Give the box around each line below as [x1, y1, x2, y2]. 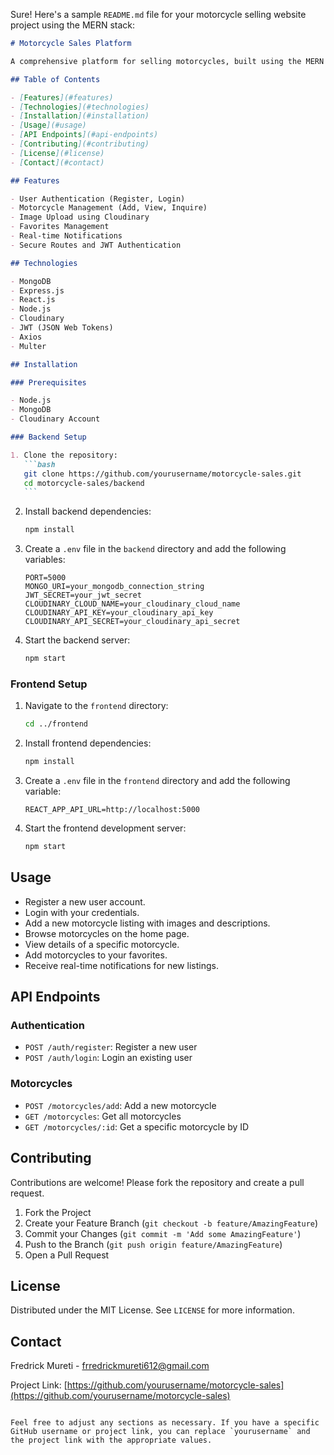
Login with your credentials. [24, 906, 140, 918]
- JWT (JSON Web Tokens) [10, 323, 114, 333]
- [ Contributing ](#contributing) [10, 139, 150, 149]
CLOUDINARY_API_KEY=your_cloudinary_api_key [24, 608, 214, 618]
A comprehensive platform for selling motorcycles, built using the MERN [10, 56, 325, 66]
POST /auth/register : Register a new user [24, 1041, 198, 1053]
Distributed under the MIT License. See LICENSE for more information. [10, 1304, 295, 1316]
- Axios [10, 332, 43, 342]
